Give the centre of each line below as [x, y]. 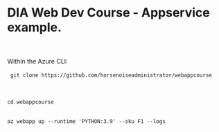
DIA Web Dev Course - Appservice [108, 13]
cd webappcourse [30, 102]
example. [35, 27]
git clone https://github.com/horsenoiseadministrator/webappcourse [111, 75]
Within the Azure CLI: [37, 61]
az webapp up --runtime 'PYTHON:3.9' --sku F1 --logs [87, 121]
